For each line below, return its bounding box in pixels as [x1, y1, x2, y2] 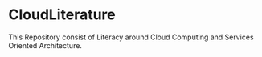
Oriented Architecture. [8, 40, 83, 50]
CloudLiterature [8, 6, 116, 24]
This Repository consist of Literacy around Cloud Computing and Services [8, 32, 255, 42]
